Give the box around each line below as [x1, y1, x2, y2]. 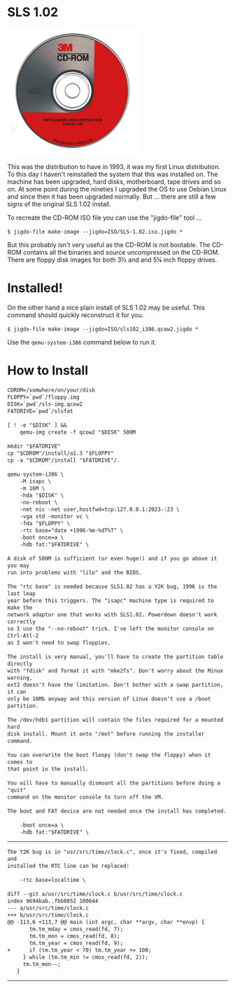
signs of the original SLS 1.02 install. [7, 199, 111, 208]
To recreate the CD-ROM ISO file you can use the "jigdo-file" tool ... [7, 213, 202, 222]
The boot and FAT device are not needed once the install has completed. [7, 808, 227, 815]
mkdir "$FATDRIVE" [7, 443, 61, 450]
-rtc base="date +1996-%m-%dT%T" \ [20, 527, 124, 534]
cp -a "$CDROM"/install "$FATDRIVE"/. [7, 457, 120, 464]
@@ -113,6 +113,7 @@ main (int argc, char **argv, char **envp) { [7, 919, 205, 926]
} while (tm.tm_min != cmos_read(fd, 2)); [22, 954, 149, 961]
